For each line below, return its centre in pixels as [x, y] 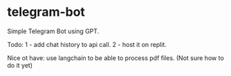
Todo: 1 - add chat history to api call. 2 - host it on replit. [87, 44]
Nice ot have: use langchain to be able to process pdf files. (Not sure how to [116, 58]
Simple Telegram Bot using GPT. [53, 31]
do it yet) [20, 65]
